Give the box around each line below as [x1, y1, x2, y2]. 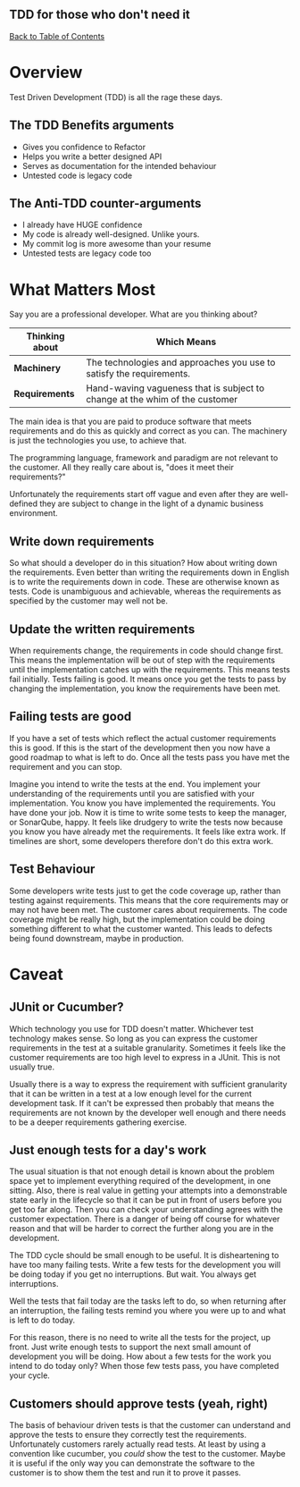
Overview [9, 63, 83, 82]
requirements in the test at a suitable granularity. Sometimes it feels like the [9, 1042, 286, 1053]
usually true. [9, 1061, 55, 1072]
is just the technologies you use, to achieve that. [9, 435, 187, 446]
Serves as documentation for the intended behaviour [21, 160, 217, 171]
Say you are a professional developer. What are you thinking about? [9, 308, 258, 320]
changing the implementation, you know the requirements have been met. [9, 683, 281, 694]
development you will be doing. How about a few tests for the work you [9, 1351, 271, 1362]
